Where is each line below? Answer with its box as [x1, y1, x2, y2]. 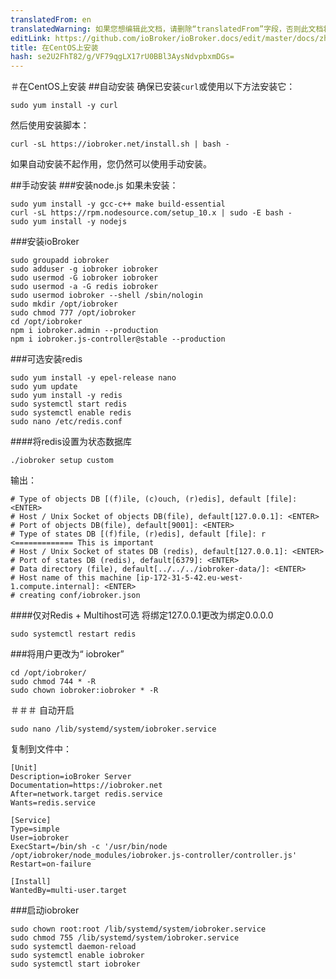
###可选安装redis [10, 353, 83, 365]
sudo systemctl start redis [10, 399, 128, 410]
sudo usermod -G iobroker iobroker [10, 273, 159, 283]
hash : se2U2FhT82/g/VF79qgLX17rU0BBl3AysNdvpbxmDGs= [10, 52, 235, 62]
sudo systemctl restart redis [10, 629, 137, 640]
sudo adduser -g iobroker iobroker [10, 264, 159, 275]
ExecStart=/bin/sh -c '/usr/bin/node [10, 842, 168, 852]
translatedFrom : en [10, 14, 92, 25]
